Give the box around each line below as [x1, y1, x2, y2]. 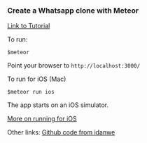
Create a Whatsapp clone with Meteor [7, 6, 139, 15]
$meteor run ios [7, 89, 55, 96]
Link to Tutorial [7, 22, 50, 30]
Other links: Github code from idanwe [7, 128, 115, 137]
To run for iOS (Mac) [7, 75, 66, 83]
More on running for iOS [7, 115, 77, 123]
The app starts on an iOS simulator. [7, 101, 109, 109]
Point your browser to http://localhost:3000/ [7, 61, 141, 70]
